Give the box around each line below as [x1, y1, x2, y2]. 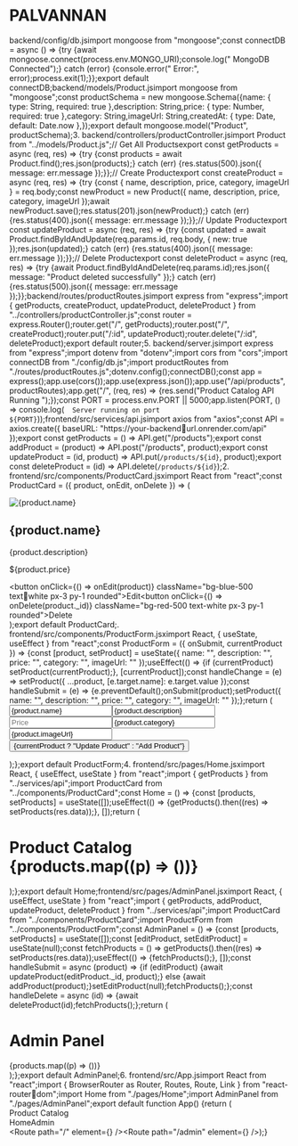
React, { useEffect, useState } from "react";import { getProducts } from [9, 768, 269, 779]
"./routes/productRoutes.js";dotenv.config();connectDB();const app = [9, 366, 263, 377]
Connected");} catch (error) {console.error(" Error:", [9, 63, 200, 74]
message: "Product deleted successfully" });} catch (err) [9, 271, 216, 282]
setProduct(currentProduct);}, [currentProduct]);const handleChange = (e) [9, 666, 283, 677]
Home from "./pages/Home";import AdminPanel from [84, 1088, 278, 1099]
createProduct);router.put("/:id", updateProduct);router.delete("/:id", [9, 328, 258, 339]
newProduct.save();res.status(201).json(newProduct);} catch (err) [9, 205, 250, 216]
